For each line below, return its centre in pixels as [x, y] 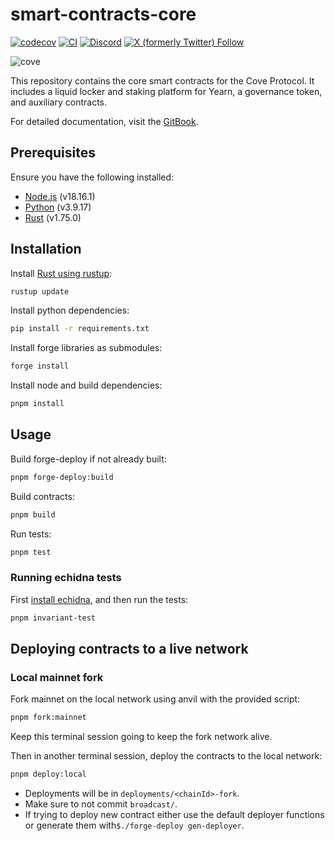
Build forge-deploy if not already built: [88, 459]
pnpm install [37, 404]
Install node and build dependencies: [86, 385]
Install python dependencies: [70, 310]
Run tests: [31, 534]
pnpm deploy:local [48, 774]
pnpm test [31, 552]
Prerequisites [53, 153]
